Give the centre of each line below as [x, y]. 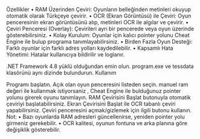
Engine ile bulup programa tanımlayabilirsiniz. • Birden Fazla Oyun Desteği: [99, 42]
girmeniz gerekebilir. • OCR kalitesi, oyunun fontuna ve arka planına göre [97, 123]
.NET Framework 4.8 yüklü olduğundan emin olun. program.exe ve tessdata [100, 66]
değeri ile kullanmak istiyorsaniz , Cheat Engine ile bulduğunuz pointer [94, 91]
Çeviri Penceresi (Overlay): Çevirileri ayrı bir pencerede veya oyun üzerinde [100, 29]
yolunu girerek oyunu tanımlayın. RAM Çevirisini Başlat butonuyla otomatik [99, 97]
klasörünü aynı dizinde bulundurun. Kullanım [61, 73]
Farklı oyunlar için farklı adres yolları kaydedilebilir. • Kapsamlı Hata [90, 48]
